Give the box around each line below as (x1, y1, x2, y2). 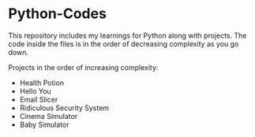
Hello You (19, 86, 51, 95)
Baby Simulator (19, 120, 69, 129)
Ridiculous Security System (19, 103, 109, 113)
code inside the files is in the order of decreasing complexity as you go (8, 39, 239, 48)
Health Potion (19, 78, 65, 87)
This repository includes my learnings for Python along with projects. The (8, 31, 247, 40)
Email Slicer (19, 94, 58, 104)
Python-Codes (8, 5, 107, 23)
